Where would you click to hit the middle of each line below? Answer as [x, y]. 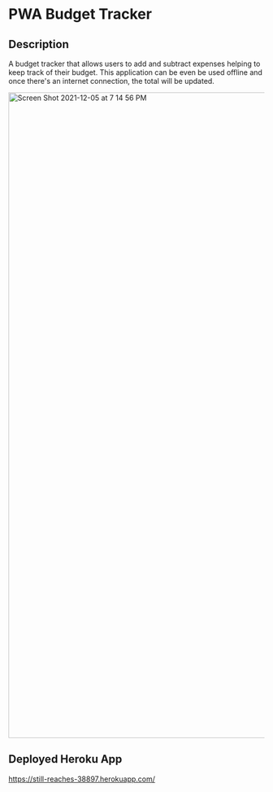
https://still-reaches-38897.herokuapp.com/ [82, 779]
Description [39, 44]
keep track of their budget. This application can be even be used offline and [135, 72]
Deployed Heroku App [65, 759]
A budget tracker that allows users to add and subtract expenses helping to [134, 63]
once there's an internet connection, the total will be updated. [112, 81]
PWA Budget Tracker [80, 14]
